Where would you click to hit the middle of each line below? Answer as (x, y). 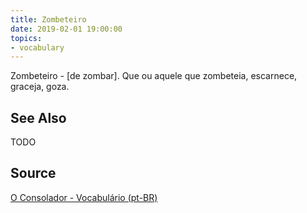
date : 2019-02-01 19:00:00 (66, 29)
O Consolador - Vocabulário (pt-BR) (84, 197)
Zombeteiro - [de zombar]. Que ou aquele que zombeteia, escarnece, (154, 76)
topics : (26, 38)
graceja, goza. (40, 87)
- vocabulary (37, 47)
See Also (38, 117)
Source (33, 173)
